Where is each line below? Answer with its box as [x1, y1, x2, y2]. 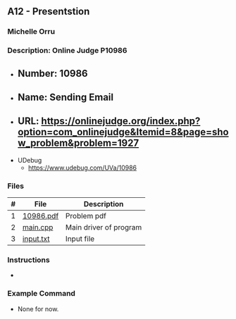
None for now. [17, 304, 59, 313]
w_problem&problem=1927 [17, 137, 139, 149]
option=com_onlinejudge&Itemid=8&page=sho [17, 126, 229, 138]
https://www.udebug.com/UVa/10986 [27, 163, 137, 172]
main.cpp [22, 223, 54, 232]
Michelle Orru [7, 27, 55, 37]
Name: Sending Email [17, 92, 114, 104]
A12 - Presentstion [7, 6, 90, 18]
